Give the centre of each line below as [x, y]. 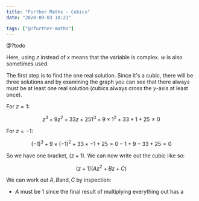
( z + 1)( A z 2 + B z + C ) [101, 168]
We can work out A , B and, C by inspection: [59, 180]
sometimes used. [28, 64]
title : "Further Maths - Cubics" [48, 12]
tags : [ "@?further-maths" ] [40, 28]
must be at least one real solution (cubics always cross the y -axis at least [97, 88]
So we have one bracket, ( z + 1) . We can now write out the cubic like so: [96, 156]
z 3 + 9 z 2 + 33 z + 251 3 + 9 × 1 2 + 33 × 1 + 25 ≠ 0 [101, 119]
